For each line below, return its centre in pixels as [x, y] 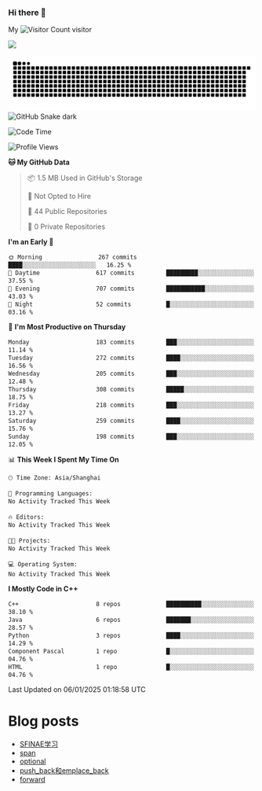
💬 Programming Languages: [50, 494]
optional [33, 761]
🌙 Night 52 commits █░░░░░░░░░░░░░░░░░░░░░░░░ [131, 305]
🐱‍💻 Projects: [29, 541]
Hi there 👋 [27, 13]
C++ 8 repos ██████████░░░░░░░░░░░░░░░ [131, 605]
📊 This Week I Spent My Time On [64, 460]
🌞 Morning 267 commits [73, 258]
